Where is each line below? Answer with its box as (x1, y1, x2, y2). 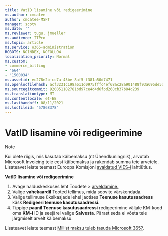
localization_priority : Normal (5, 54, 70, 59)
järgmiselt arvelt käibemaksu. (12, 215, 73, 221)
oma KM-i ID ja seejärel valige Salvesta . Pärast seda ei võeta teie (12, 210, 147, 216)
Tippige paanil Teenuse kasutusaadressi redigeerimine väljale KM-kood (12, 204, 162, 211)
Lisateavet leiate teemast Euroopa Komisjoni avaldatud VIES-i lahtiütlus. (5, 164, 152, 170)
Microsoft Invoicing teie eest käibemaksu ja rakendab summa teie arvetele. (5, 159, 159, 165)
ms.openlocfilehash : (5, 82, 48, 87)
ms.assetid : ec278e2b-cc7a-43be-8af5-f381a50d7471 (5, 77, 113, 82)
